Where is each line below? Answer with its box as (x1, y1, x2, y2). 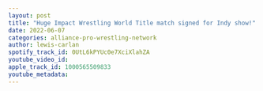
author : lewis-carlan (8, 41, 80, 49)
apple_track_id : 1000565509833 (8, 63, 111, 71)
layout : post (8, 11, 51, 20)
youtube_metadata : (8, 70, 69, 78)
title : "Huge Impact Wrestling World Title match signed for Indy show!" (8, 19, 257, 27)
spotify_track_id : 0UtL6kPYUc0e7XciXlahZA (8, 48, 150, 56)
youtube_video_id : (8, 56, 69, 64)
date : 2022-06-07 (8, 26, 66, 34)
